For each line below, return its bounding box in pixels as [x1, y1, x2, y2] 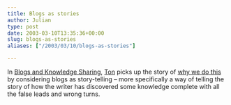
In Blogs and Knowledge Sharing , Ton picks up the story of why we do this [7, 67, 221, 76]
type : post [7, 23, 39, 30]
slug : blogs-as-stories [7, 36, 77, 43]
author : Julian [7, 17, 52, 24]
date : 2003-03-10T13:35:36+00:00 [7, 29, 105, 37]
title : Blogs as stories [7, 10, 80, 17]
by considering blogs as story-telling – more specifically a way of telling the [7, 75, 225, 83]
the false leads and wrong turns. [7, 90, 100, 98]
